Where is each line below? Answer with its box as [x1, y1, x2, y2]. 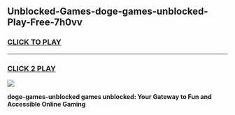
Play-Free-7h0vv [7, 17, 83, 29]
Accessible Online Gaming [7, 100, 86, 108]
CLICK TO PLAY [7, 38, 62, 47]
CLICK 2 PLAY [7, 63, 56, 73]
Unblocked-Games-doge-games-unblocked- [7, 6, 208, 17]
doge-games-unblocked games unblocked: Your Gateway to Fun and [7, 92, 212, 100]
